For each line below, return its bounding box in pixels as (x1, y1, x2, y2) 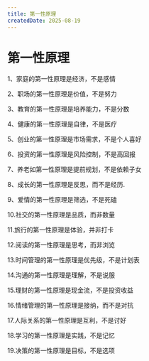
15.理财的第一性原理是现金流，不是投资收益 (7, 286, 133, 295)
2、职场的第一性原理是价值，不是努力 (7, 90, 117, 98)
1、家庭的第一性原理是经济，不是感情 (7, 75, 116, 83)
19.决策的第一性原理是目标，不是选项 (7, 346, 116, 355)
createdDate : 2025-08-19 (7, 17, 81, 24)
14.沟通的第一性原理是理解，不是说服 (7, 271, 116, 279)
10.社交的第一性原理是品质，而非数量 (7, 210, 116, 219)
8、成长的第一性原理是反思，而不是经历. (7, 180, 126, 189)
